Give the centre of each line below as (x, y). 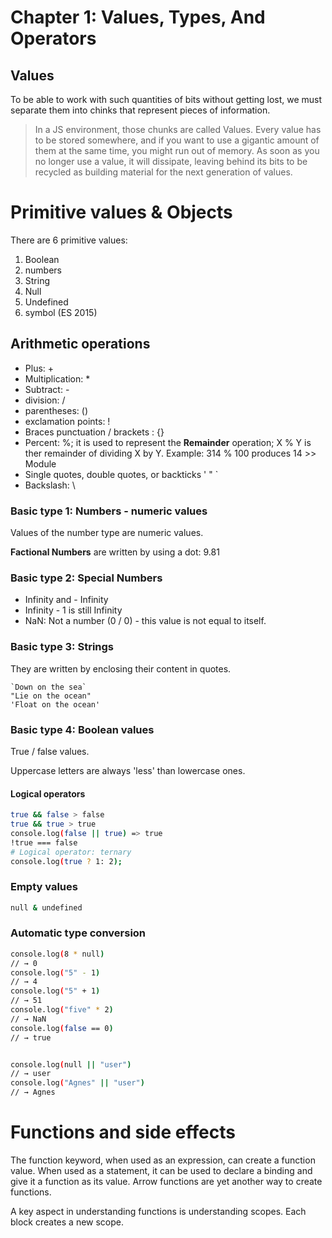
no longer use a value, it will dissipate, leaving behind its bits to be (171, 161)
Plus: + (39, 368)
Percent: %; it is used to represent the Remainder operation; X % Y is (168, 442)
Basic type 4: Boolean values (82, 729)
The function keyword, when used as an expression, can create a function (163, 1160)
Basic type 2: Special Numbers (86, 578)
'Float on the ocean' (55, 704)
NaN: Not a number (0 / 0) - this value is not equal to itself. (145, 621)
